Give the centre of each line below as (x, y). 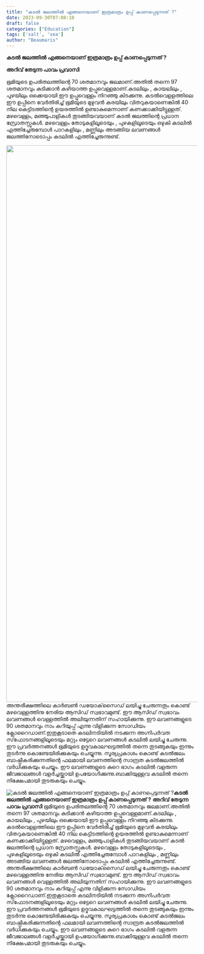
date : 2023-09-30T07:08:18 (40, 18)
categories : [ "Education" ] (40, 29)
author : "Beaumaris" (32, 40)
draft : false (23, 23)
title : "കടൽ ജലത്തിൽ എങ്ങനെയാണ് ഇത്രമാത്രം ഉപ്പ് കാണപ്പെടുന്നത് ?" (92, 12)
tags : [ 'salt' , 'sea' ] (35, 35)
